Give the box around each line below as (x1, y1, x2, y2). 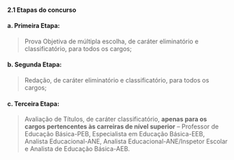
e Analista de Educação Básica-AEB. (24, 145, 130, 153)
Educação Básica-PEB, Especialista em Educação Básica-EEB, (24, 130, 205, 138)
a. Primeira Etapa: (7, 22, 60, 30)
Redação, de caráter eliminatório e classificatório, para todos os (24, 76, 209, 84)
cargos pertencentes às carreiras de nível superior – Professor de (24, 122, 219, 131)
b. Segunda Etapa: (7, 60, 62, 69)
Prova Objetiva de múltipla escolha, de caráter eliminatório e (24, 37, 199, 45)
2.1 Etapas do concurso (7, 6, 77, 14)
